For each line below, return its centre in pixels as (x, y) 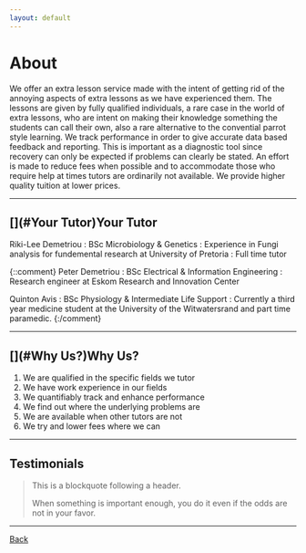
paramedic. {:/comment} (56, 318)
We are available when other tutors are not (102, 417)
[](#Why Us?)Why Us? (74, 355)
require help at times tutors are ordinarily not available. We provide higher (147, 175)
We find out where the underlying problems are (111, 407)
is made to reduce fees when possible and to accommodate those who (143, 166)
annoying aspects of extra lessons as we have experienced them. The (141, 98)
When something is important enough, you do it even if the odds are (159, 503)
